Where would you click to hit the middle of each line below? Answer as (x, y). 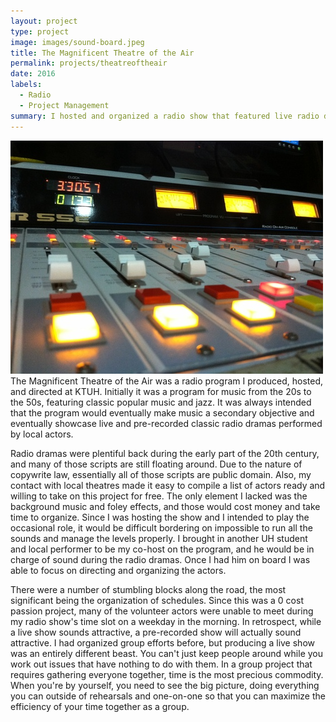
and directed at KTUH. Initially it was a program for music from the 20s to (161, 391)
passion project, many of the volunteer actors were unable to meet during (162, 611)
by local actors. (42, 434)
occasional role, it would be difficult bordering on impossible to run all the (161, 527)
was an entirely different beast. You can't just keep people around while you (167, 653)
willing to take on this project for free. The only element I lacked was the (159, 496)
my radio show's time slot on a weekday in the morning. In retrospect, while (166, 621)
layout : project (44, 21)
